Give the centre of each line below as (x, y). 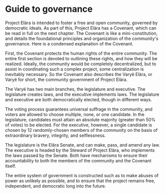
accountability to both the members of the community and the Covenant (78, 160)
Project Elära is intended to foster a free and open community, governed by (82, 23)
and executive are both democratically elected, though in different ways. (79, 99)
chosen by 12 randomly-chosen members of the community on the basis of (81, 130)
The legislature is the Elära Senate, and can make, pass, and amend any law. (82, 145)
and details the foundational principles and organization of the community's (82, 39)
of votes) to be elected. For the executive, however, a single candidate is (79, 125)
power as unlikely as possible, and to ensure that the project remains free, (80, 181)
